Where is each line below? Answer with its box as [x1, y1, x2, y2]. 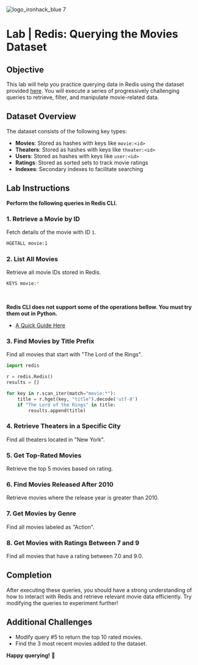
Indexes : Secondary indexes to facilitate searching [15, 165, 144, 172]
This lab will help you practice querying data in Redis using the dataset [6, 81, 185, 88]
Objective [6, 64, 45, 75]
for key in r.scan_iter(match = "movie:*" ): [6, 390, 116, 397]
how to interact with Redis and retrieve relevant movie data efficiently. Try [6, 593, 192, 600]
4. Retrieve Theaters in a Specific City [6, 422, 121, 430]
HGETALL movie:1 [6, 240, 48, 246]
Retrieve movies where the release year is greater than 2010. [6, 494, 159, 501]
